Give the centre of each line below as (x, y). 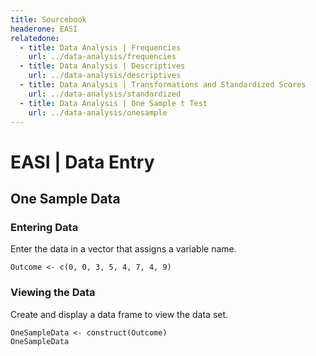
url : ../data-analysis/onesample (98, 112)
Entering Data (44, 227)
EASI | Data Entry (82, 162)
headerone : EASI (44, 29)
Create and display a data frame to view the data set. (119, 314)
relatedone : (35, 38)
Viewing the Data (53, 293)
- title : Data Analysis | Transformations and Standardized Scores (163, 85)
